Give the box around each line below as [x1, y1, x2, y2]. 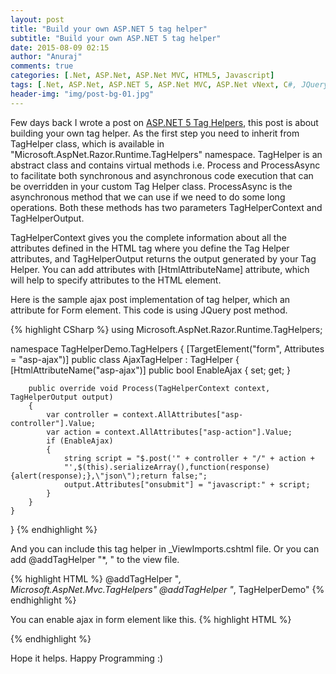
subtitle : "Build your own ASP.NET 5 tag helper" [10, 33, 222, 43]
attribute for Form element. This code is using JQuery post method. [10, 304, 288, 316]
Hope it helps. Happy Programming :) [10, 652, 164, 664]
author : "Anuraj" [10, 52, 83, 62]
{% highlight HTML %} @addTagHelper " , [10, 572, 182, 585]
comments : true [10, 61, 74, 71]
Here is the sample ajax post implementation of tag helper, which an [10, 293, 291, 305]
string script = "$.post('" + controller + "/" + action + [63, 453, 315, 463]
